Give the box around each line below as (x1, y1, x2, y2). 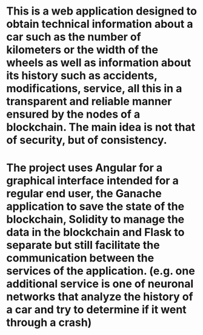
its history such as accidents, (6, 69, 158, 83)
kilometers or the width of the (6, 43, 159, 57)
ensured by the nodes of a (6, 107, 141, 121)
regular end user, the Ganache (6, 187, 162, 201)
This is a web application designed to (6, 4, 197, 18)
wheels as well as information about (6, 56, 191, 70)
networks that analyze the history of (6, 290, 193, 304)
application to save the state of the (6, 200, 185, 214)
